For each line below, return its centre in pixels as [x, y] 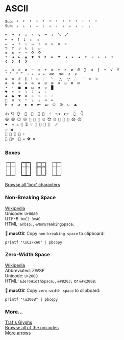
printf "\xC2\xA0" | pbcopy [34, 242]
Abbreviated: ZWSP [25, 270]
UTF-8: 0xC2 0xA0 [23, 218]
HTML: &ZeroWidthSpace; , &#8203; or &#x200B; [51, 281]
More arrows [18, 333]
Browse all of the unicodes [32, 328]
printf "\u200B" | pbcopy [31, 299]
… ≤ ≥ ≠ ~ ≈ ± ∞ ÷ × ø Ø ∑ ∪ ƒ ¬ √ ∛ [62, 70]
